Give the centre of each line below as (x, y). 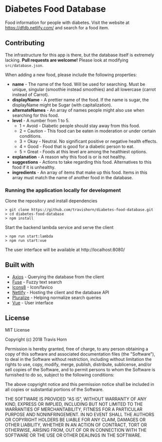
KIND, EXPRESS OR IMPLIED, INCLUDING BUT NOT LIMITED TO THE (74, 404)
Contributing (25, 43)
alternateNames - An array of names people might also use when (78, 110)
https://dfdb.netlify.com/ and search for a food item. (57, 27)
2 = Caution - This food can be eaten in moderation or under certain (88, 131)
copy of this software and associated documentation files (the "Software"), (80, 354)
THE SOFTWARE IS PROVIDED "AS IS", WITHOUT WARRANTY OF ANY (76, 399)
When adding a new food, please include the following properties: (71, 75)
